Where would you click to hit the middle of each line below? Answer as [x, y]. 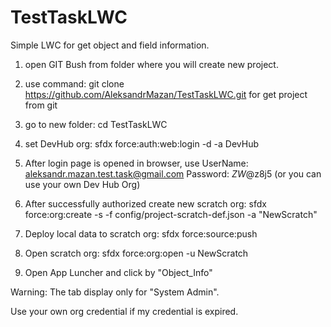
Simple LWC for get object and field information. [110, 45]
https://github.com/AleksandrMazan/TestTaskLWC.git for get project [166, 94]
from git [41, 105]
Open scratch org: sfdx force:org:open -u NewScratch [136, 253]
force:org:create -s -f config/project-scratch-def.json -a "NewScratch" [171, 214]
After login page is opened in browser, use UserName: [136, 163]
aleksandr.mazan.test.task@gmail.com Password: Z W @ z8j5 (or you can [173, 173]
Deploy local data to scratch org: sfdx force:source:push [141, 233]
